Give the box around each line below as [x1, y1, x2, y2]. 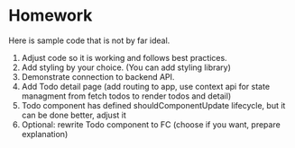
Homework [8, 5, 93, 26]
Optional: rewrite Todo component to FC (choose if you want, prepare [21, 118, 281, 130]
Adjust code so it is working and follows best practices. [21, 52, 227, 63]
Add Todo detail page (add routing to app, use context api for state [21, 81, 271, 91]
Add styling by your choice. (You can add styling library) [21, 62, 232, 73]
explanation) [21, 128, 69, 139]
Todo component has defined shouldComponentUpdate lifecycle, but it [21, 100, 286, 110]
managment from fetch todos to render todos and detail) [21, 91, 232, 101]
